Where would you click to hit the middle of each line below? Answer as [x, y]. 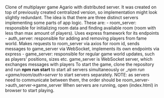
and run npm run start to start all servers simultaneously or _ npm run [75, 70]
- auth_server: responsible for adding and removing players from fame [76, 38]
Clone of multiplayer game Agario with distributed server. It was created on [81, 7]
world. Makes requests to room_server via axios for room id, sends [72, 43]
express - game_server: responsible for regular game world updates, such [80, 54]
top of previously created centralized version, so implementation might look [81, 12]
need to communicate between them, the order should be [63, 80]
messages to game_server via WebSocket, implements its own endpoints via [82, 49]
